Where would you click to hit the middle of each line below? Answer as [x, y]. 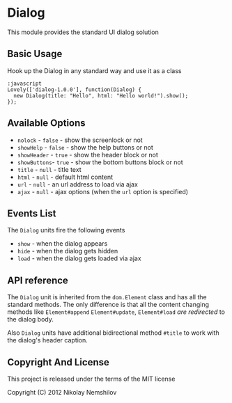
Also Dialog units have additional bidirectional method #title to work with [113, 333]
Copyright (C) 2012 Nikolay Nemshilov [62, 392]
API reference [38, 280]
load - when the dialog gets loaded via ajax [79, 258]
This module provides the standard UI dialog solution [83, 32]
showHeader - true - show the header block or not [88, 155]
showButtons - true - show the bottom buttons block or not [100, 162]
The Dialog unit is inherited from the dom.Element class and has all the [107, 297]
